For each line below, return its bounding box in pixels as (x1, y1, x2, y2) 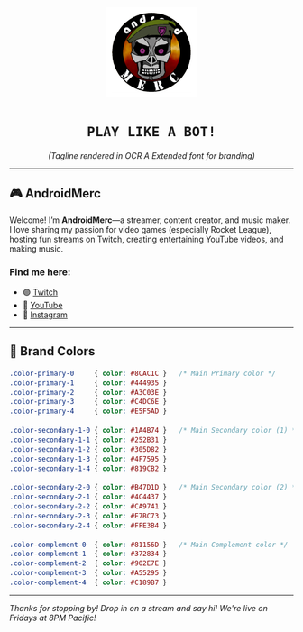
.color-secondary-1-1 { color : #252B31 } (9, 435, 168, 444)
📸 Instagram (22, 309, 68, 320)
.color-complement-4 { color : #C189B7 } (9, 578, 168, 588)
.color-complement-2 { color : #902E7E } (9, 559, 168, 568)
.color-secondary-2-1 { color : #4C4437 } (9, 492, 168, 502)
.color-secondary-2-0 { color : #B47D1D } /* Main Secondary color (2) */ (9, 483, 300, 492)
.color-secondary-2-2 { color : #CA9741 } (9, 502, 168, 511)
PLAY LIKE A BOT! (87, 124, 216, 141)
